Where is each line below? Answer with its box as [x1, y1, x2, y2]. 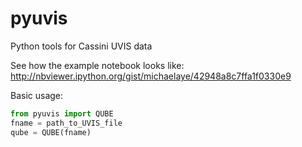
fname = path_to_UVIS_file [10, 118, 123, 128]
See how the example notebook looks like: [10, 59, 185, 71]
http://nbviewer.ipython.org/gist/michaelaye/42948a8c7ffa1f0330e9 [10, 70, 292, 82]
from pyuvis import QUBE [10, 108, 114, 119]
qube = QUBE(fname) [10, 127, 92, 137]
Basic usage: [10, 89, 64, 101]
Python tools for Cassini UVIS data [10, 40, 153, 52]
